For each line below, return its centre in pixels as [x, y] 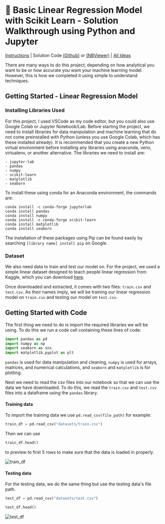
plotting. [14, 373]
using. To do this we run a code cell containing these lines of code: [73, 330]
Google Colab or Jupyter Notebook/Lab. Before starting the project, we [77, 126]
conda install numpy [26, 215]
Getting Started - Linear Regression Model [72, 96]
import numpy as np [25, 343]
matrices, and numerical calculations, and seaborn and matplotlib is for [78, 368]
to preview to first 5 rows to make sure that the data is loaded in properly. [80, 452]
